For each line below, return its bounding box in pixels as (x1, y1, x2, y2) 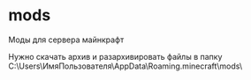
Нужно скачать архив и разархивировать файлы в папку (8, 51, 223, 62)
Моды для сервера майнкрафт (8, 34, 125, 45)
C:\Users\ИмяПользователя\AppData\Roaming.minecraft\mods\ (8, 61, 243, 71)
